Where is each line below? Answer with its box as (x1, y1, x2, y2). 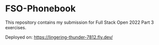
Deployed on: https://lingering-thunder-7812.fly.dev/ (5, 34, 113, 40)
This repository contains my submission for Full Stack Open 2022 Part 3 (5, 19, 154, 25)
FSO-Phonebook (5, 3, 76, 14)
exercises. (5, 24, 27, 30)
